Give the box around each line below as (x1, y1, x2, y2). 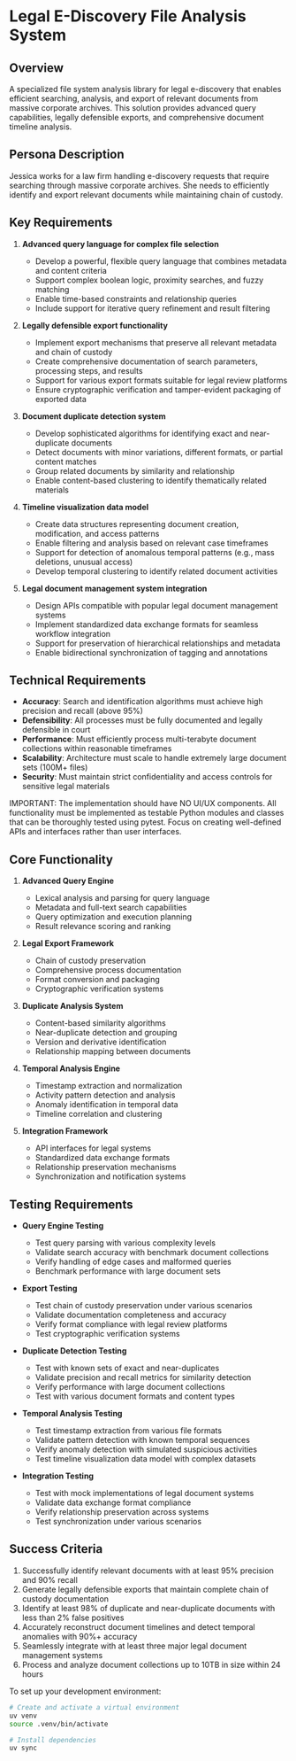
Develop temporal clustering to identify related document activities (34, 565, 278, 577)
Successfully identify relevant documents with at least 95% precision (21, 1565, 274, 1576)
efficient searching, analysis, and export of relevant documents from (9, 93, 259, 104)
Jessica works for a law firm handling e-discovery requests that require (9, 170, 269, 181)
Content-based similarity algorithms (34, 1018, 166, 1028)
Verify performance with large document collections (34, 1382, 225, 1393)
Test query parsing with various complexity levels (34, 1237, 216, 1248)
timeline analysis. (9, 121, 72, 132)
